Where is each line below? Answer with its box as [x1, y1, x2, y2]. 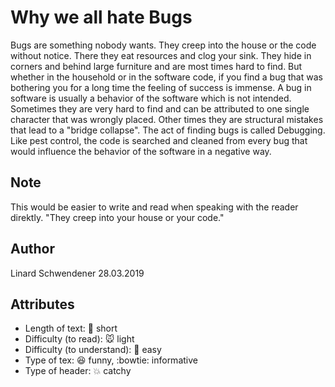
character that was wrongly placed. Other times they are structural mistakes [10, 113, 324, 125]
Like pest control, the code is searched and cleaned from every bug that [10, 134, 308, 146]
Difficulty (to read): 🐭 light [24, 333, 135, 345]
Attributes [10, 296, 75, 313]
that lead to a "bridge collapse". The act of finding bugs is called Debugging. [10, 124, 326, 136]
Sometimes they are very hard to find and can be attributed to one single [10, 102, 310, 115]
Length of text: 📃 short [24, 322, 118, 335]
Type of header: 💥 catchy [24, 365, 132, 377]
